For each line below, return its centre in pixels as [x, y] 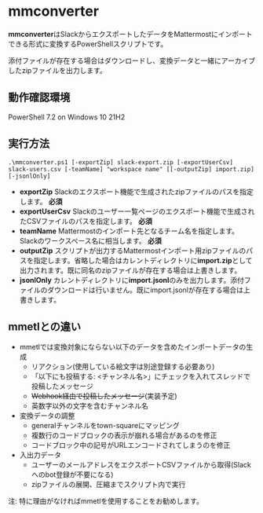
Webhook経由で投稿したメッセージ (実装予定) [104, 396]
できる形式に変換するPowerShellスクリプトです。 [88, 44]
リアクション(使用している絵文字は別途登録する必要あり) [123, 367]
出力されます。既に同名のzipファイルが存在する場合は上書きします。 [130, 270]
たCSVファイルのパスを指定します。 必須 [86, 221]
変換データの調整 [47, 416]
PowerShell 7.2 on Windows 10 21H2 [67, 117]
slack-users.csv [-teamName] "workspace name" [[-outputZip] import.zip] [131, 169]
